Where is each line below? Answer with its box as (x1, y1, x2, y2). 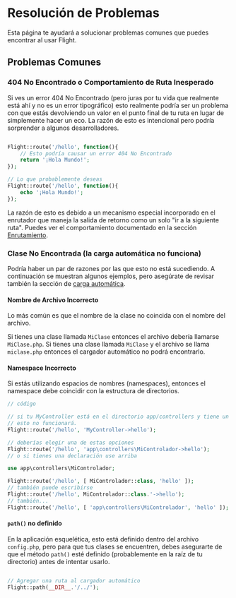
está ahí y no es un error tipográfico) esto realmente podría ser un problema (7, 101, 229, 109)
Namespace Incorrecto (7, 364, 76, 372)
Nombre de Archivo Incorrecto (7, 295, 99, 304)
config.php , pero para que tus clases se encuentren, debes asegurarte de (7, 542, 223, 551)
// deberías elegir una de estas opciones (7, 439, 134, 446)
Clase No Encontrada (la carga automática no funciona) (7, 249, 201, 258)
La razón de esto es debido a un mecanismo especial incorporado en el (7, 208, 216, 217)
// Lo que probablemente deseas (7, 176, 102, 183)
